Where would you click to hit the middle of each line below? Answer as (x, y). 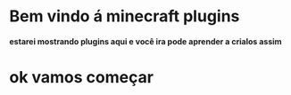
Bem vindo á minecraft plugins (125, 16)
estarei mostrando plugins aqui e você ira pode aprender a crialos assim (146, 41)
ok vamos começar (82, 77)
